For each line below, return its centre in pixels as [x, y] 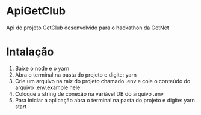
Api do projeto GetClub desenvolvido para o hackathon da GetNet [88, 28]
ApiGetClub [36, 11]
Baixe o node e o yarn [42, 68]
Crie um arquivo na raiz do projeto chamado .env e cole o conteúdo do [103, 81]
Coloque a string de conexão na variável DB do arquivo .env [89, 93]
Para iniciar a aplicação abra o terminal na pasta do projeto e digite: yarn [105, 100]
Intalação [30, 52]
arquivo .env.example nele [48, 87]
